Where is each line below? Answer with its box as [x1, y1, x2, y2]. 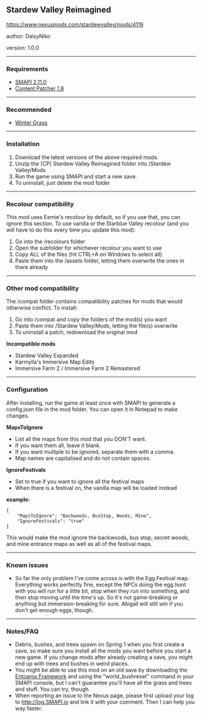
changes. [6, 412, 29, 419]
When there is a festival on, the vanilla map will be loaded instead [14, 484, 177, 491]
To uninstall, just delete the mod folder [14, 179, 111, 186]
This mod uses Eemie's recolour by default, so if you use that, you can [6, 214, 180, 220]
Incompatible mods [6, 340, 56, 348]
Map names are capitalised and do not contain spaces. [14, 454, 151, 462]
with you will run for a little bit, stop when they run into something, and [14, 587, 189, 595]
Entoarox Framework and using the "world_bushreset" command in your [14, 673, 194, 680]
